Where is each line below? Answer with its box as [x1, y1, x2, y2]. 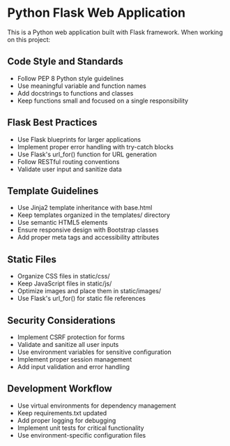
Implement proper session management [17, 355, 132, 364]
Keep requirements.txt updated [17, 408, 107, 417]
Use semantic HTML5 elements [17, 218, 108, 227]
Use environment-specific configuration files [17, 431, 146, 439]
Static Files [7, 253, 57, 265]
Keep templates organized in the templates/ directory [17, 211, 171, 219]
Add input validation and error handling [17, 363, 130, 371]
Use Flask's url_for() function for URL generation [17, 150, 157, 158]
